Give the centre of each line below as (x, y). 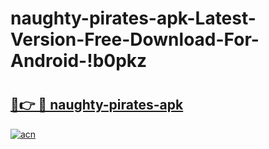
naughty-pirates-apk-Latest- (133, 18)
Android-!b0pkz (79, 61)
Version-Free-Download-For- (135, 39)
